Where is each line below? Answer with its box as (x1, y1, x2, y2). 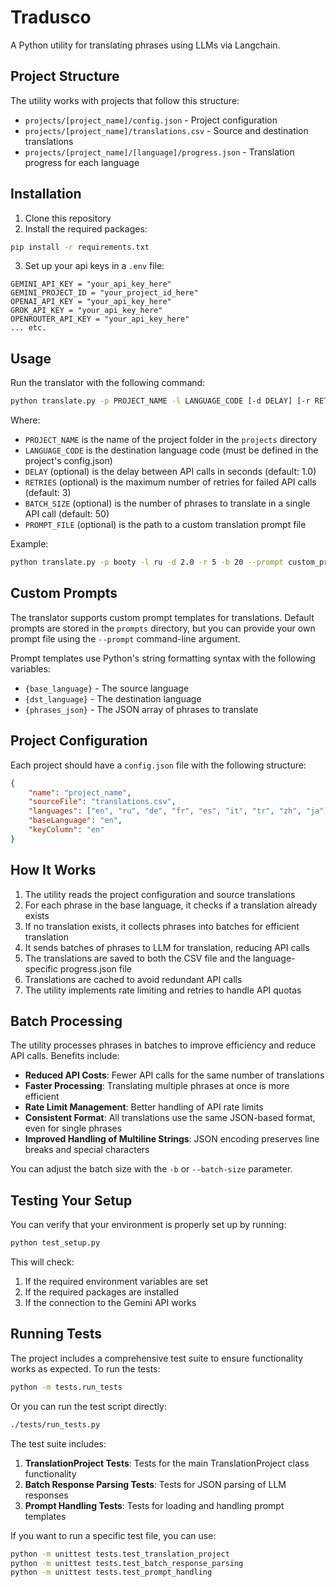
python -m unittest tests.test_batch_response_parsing (10, 1558, 244, 1568)
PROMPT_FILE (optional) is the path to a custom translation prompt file (24, 519, 307, 531)
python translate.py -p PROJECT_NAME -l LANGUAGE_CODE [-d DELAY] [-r (10, 396, 311, 406)
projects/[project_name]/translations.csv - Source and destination (24, 124, 309, 136)
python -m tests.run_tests (10, 1382, 123, 1392)
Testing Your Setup (10, 1192, 133, 1209)
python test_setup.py (10, 1238, 101, 1248)
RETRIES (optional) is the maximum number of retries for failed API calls (24, 476, 317, 488)
